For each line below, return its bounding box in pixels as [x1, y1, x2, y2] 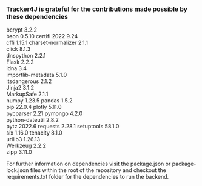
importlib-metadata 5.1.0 [6, 71, 67, 79]
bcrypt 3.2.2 [6, 26, 38, 33]
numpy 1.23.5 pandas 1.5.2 [6, 97, 73, 104]
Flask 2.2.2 [6, 58, 35, 65]
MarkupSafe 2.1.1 [6, 90, 49, 98]
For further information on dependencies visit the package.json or [6, 160, 171, 168]
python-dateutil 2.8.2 [6, 116, 59, 124]
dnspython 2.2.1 [6, 52, 46, 59]
